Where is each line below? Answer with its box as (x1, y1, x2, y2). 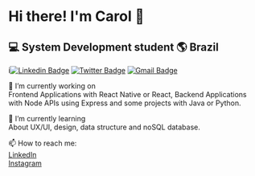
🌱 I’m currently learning (8, 114, 86, 123)
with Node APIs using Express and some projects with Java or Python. (8, 98, 241, 108)
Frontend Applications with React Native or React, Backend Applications (8, 90, 247, 99)
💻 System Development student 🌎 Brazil (8, 40, 219, 54)
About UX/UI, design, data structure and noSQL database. (8, 122, 201, 132)
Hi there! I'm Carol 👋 (8, 7, 145, 26)
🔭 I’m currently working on (8, 81, 97, 91)
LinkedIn (8, 150, 37, 159)
